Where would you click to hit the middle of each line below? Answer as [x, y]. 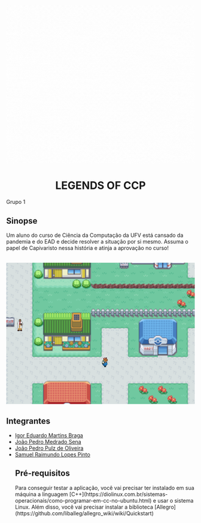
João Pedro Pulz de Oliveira [49, 448]
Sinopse [22, 221]
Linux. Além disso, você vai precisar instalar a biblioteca [84, 507]
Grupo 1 [16, 202]
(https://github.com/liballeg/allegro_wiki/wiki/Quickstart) [84, 513]
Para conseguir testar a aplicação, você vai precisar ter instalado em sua [104, 488]
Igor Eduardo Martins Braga [49, 435]
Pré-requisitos [42, 474]
